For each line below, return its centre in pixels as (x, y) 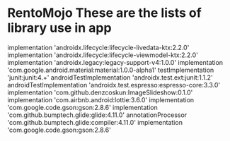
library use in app (59, 28)
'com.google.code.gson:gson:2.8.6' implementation (82, 107)
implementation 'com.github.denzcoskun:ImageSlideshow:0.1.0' (100, 92)
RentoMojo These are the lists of (104, 13)
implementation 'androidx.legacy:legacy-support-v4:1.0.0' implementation (115, 62)
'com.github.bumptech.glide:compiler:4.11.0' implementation (95, 122)
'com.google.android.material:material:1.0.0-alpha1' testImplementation (111, 70)
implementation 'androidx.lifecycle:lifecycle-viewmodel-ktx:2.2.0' (103, 55)
